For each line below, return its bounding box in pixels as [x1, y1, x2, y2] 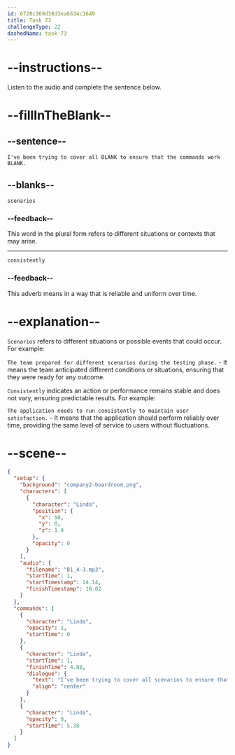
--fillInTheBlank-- [7, 108, 112, 123]
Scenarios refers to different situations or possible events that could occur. [7, 337, 222, 345]
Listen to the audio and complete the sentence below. [7, 83, 162, 92]
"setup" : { [13, 475, 45, 482]
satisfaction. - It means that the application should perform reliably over [7, 414, 220, 422]
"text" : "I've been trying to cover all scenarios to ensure [32, 677, 215, 684]
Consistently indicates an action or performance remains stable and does [7, 386, 220, 395]
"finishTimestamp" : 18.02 [25, 586, 101, 593]
